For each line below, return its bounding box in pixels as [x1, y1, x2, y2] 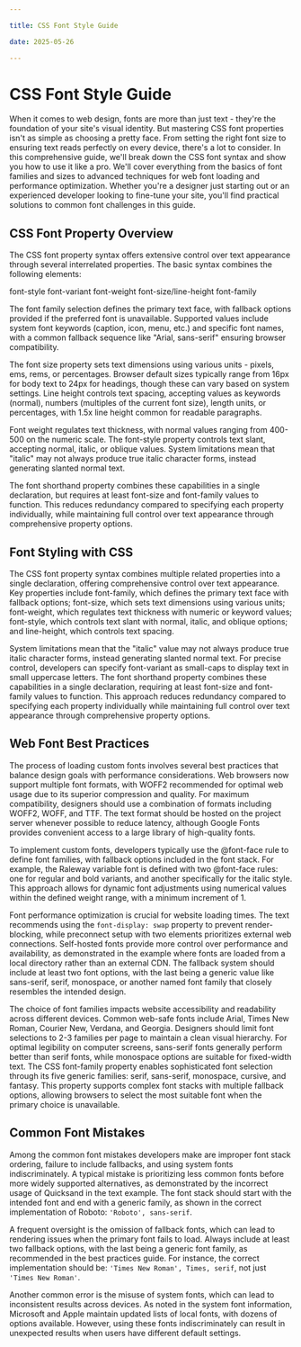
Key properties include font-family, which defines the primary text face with [9, 588, 289, 598]
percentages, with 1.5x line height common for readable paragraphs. [9, 407, 262, 418]
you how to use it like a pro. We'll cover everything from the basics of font [9, 161, 283, 172]
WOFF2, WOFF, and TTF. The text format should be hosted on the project [9, 807, 281, 819]
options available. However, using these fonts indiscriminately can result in [9, 1317, 286, 1328]
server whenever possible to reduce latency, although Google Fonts [9, 817, 261, 828]
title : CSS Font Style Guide [9, 21, 119, 30]
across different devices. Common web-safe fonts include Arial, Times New [9, 1013, 290, 1024]
